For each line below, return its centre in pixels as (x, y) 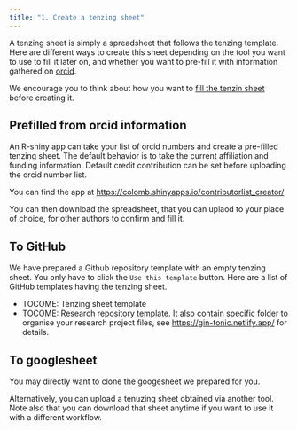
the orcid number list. (48, 175)
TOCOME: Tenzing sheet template (84, 304)
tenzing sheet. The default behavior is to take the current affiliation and (139, 156)
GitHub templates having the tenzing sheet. (88, 287)
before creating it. (42, 98)
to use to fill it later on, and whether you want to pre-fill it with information (144, 61)
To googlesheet (53, 360)
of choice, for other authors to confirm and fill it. (97, 219)
